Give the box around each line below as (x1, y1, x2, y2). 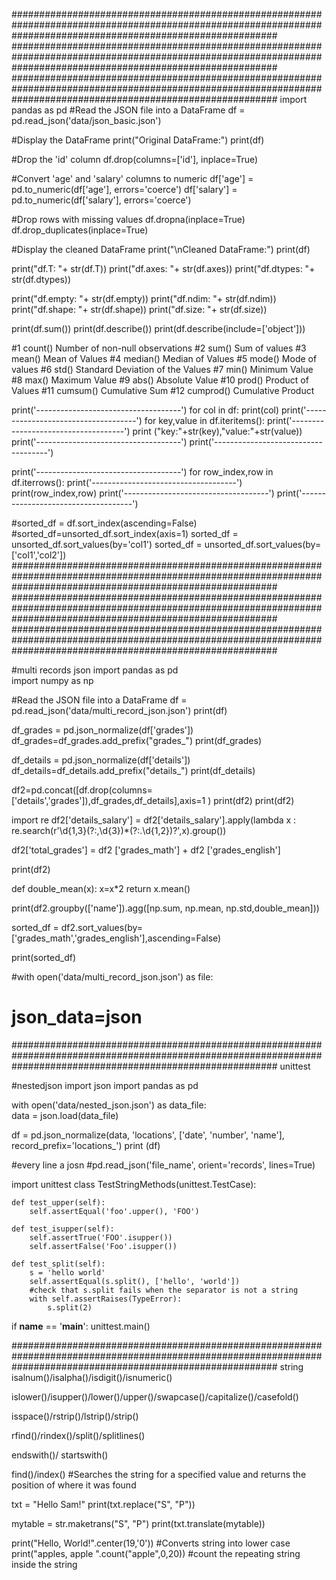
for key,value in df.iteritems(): (144, 415, 266, 426)
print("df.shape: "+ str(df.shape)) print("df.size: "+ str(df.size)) (11, 304, 268, 315)
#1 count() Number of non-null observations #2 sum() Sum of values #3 (11, 342, 307, 354)
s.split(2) (47, 1302, 93, 1313)
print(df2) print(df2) (213, 795, 295, 806)
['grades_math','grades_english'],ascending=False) (11, 932, 222, 944)
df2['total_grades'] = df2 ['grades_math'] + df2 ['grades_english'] (11, 844, 281, 856)
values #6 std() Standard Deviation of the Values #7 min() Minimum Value (11, 364, 314, 375)
